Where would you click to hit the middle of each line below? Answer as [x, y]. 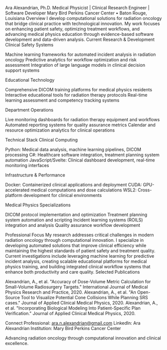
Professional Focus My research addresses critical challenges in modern [80, 235]
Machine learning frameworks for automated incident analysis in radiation [81, 54]
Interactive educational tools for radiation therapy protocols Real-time [76, 95]
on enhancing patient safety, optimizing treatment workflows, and [73, 29]
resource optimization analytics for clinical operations [60, 130]
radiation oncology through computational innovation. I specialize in [75, 240]
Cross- [145, 190]
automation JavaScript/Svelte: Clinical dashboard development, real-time [80, 160]
